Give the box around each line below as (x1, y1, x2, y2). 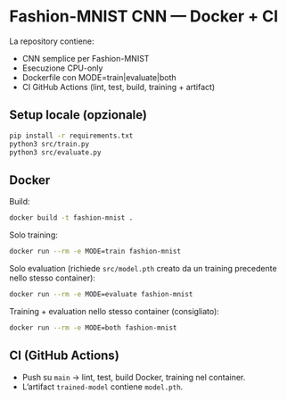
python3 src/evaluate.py (9, 147, 102, 157)
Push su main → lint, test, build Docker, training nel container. (21, 372, 246, 382)
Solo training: (9, 230, 58, 240)
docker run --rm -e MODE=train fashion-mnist (9, 247, 181, 256)
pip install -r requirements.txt (9, 131, 134, 140)
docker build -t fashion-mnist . (9, 213, 134, 222)
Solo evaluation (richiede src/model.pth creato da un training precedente (9, 263, 278, 273)
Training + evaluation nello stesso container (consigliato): (9, 305, 220, 316)
